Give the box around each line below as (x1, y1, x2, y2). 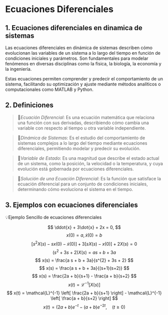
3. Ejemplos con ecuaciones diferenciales (5, 201, 138, 209)
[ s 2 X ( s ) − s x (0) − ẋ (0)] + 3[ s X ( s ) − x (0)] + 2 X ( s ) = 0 (31, 240, 137, 247)
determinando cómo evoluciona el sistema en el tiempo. (17, 186, 133, 192)
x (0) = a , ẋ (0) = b (66, 232, 103, 238)
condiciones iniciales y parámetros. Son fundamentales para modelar (5, 55, 149, 61)
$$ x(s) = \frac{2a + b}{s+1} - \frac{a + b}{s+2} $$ (32, 273, 137, 279)
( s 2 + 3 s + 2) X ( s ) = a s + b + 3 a (52, 249, 116, 255)
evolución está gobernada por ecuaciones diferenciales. (17, 166, 134, 172)
